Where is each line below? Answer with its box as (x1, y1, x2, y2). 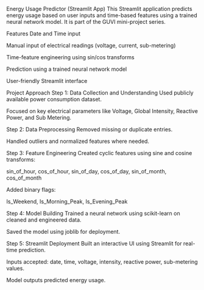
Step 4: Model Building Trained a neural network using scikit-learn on (6, 210, 181, 217)
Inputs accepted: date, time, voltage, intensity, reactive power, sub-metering (6, 258, 198, 265)
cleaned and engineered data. (6, 216, 82, 223)
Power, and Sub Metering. (6, 114, 72, 121)
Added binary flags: (6, 186, 56, 193)
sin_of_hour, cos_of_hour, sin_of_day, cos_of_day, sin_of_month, (6, 168, 167, 175)
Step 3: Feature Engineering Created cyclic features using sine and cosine (6, 150, 192, 156)
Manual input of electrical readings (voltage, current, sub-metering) (6, 42, 176, 49)
